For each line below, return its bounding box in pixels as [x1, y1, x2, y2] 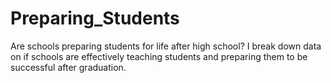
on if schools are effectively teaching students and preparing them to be [10, 50, 308, 62]
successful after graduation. [10, 61, 127, 73]
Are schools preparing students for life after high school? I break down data [10, 40, 322, 52]
